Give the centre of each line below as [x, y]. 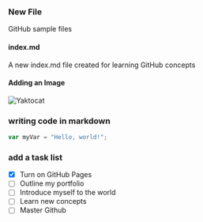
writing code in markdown [59, 121]
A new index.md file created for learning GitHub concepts [102, 65]
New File [25, 12]
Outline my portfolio [52, 183]
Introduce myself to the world [68, 193]
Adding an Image [37, 83]
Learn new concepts [53, 201]
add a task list [36, 157]
